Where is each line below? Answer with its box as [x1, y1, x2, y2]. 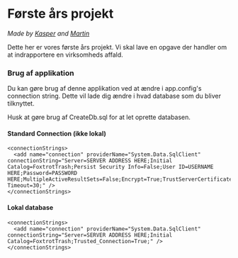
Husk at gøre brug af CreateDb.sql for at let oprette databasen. [7, 113, 191, 122]
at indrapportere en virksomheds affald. [7, 50, 124, 59]
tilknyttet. [7, 99, 35, 108]
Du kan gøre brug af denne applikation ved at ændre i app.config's [7, 84, 202, 93]
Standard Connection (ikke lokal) [7, 129, 106, 138]
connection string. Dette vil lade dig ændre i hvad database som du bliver [7, 91, 222, 101]
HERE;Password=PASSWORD [7, 169, 78, 177]
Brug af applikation [7, 68, 74, 78]
